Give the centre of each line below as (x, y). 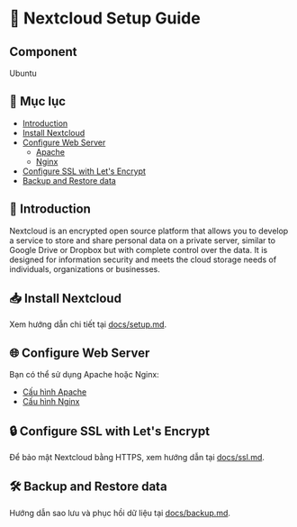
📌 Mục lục (37, 101)
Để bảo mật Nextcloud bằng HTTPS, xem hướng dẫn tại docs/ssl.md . (137, 458)
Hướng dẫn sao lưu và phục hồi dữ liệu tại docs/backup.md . (120, 513)
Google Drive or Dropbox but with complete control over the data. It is (139, 250)
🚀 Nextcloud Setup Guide (105, 18)
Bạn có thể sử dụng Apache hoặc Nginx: (84, 375)
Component (44, 52)
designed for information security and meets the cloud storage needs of (143, 259)
